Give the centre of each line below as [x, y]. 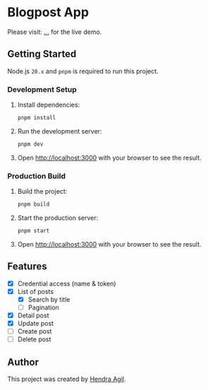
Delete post [34, 339]
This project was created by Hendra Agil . [67, 379]
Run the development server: [60, 131]
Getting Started [42, 54]
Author [23, 362]
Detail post [33, 315]
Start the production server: [58, 218]
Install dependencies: [49, 105]
